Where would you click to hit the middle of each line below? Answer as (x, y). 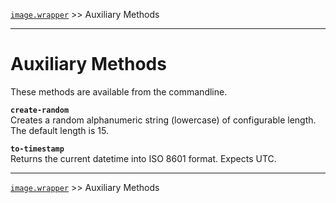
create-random (40, 110)
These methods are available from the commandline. (119, 91)
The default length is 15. (59, 130)
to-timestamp (37, 149)
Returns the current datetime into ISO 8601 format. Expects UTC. (143, 158)
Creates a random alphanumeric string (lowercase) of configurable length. (163, 120)
